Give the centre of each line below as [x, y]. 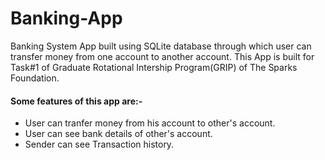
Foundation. [35, 78]
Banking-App [66, 18]
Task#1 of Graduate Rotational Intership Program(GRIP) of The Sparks [154, 67]
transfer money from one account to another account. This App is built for [162, 56]
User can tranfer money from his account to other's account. [150, 123]
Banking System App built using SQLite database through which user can [161, 46]
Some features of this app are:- [76, 101]
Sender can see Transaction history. [99, 144]
